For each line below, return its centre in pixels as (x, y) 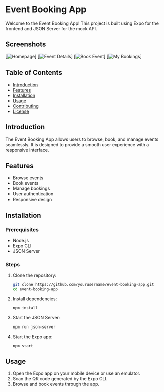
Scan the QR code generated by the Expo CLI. (60, 379)
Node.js (21, 240)
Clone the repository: (34, 275)
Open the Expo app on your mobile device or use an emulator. (76, 373)
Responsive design (32, 200)
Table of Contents (34, 72)
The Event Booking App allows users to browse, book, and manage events (82, 139)
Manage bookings (31, 189)
